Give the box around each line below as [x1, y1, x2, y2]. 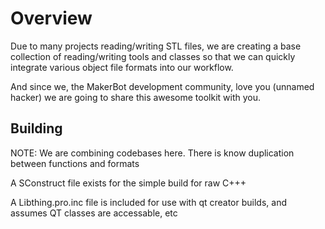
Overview [10, 7, 93, 30]
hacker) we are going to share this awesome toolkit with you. [10, 91, 262, 103]
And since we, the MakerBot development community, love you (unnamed [10, 80, 315, 92]
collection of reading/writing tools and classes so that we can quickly [10, 50, 296, 62]
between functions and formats [10, 157, 140, 169]
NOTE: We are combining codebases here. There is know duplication [10, 147, 295, 159]
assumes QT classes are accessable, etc [10, 207, 178, 219]
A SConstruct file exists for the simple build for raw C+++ [10, 177, 247, 189]
